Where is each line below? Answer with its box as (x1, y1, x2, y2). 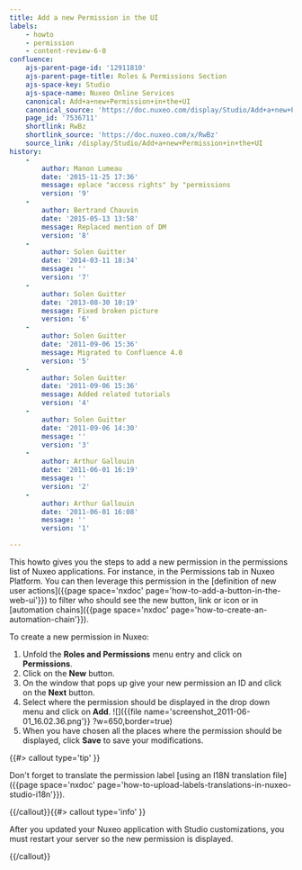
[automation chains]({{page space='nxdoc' (9, 604, 169, 615)
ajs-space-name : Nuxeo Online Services (25, 88, 175, 97)
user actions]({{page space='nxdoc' (9, 585, 144, 595)
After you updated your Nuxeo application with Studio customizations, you (9, 824, 285, 834)
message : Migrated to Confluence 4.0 (41, 348, 182, 357)
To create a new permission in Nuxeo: (9, 631, 150, 642)
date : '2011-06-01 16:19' (41, 466, 139, 475)
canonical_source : (25, 105, 94, 114)
